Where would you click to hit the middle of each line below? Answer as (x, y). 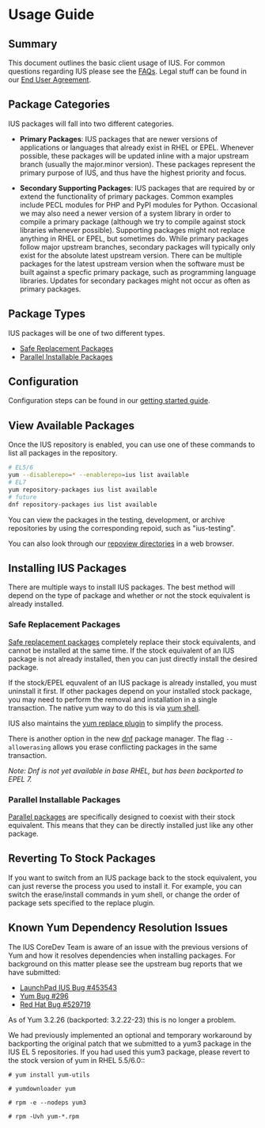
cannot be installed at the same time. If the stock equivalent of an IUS (121, 650)
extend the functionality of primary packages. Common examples (126, 196)
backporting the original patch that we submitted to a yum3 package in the (130, 1043)
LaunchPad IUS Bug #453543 (68, 987)
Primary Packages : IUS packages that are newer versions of (119, 139)
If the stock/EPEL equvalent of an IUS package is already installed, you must (132, 682)
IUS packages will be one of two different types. (87, 333)
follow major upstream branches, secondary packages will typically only (137, 246)
